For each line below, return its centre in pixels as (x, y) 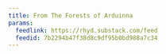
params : (21, 23)
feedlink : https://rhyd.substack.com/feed (87, 30)
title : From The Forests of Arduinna (71, 15)
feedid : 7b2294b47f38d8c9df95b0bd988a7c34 (87, 38)
